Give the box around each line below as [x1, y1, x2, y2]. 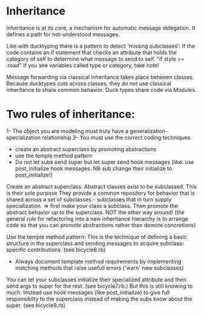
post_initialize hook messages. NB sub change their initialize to [15, 164, 173, 172]
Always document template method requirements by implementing [15, 258, 182, 265]
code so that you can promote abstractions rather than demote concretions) [6, 221, 196, 229]
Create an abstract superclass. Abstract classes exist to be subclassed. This [6, 183, 197, 190]
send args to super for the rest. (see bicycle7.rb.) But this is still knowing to [6, 282, 193, 290]
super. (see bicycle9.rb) [6, 301, 65, 309]
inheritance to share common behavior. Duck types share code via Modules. [6, 86, 197, 93]
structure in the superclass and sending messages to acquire [6, 239, 159, 247]
